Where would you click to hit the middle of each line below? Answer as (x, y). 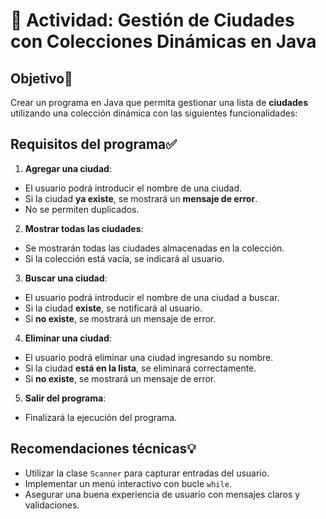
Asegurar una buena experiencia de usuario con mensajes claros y (162, 494)
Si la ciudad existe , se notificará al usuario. (113, 308)
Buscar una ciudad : (66, 278)
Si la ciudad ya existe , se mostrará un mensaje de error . (141, 198)
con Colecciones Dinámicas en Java (163, 41)
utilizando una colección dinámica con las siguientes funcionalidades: (154, 113)
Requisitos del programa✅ (94, 144)
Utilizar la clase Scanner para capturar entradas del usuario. (147, 473)
